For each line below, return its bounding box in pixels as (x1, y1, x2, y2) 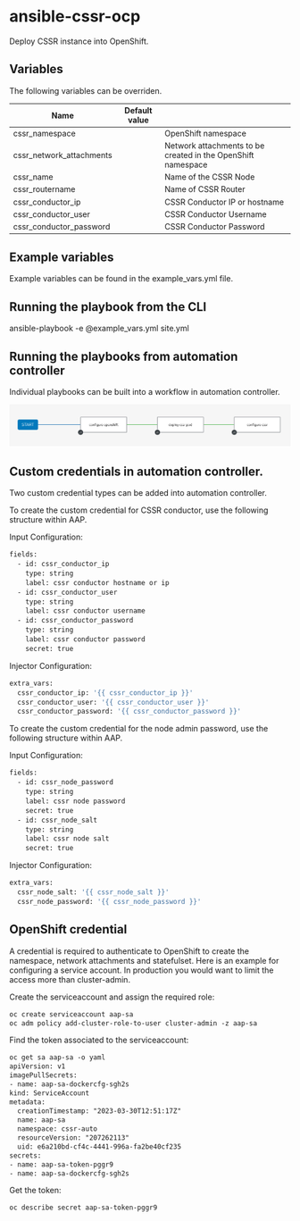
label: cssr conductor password (25, 635, 146, 644)
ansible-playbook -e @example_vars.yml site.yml (9, 323, 189, 334)
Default (124, 105, 153, 116)
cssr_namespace (12, 128, 76, 138)
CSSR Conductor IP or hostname (164, 197, 284, 207)
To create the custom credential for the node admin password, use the (9, 723, 269, 734)
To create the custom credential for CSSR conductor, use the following (9, 505, 269, 515)
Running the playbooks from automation (9, 348, 238, 364)
